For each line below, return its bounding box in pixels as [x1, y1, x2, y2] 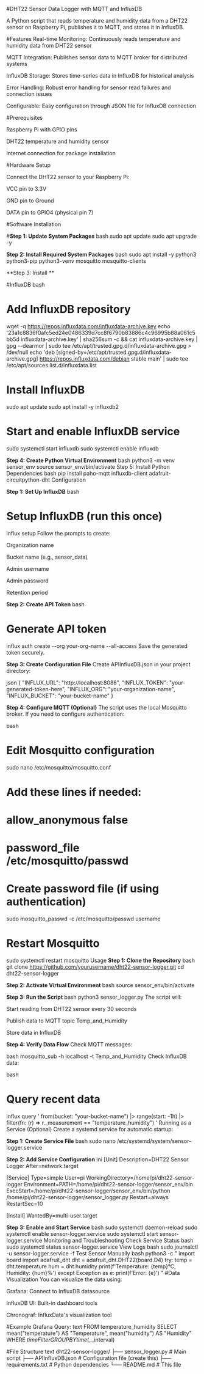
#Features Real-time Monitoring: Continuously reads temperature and [6, 35, 181, 42]
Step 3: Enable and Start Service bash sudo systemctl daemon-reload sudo [6, 1224, 198, 1231]
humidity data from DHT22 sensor [6, 42, 92, 49]
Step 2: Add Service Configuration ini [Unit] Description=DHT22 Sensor [6, 1156, 189, 1163]
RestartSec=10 [6, 1200, 43, 1207]
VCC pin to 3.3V [6, 185, 47, 192]
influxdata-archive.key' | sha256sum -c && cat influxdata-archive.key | [20, 336, 198, 343]
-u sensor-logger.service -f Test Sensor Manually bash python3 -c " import [6, 1250, 195, 1257]
